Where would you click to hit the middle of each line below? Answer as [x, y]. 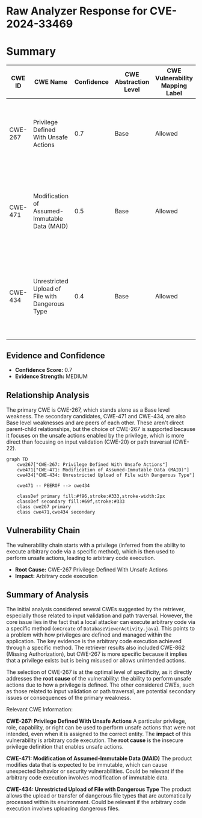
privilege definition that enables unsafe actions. [65, 747]
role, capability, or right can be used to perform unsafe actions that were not [101, 728]
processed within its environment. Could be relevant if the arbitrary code [96, 802]
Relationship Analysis [48, 395]
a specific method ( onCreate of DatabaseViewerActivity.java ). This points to [101, 629]
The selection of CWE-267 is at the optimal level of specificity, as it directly [99, 672]
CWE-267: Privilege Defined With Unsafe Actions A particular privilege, [96, 721]
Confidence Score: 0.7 [44, 370]
